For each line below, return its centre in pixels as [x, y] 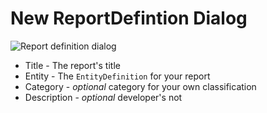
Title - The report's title [72, 65]
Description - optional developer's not [103, 97]
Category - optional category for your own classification [140, 86]
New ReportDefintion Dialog [129, 18]
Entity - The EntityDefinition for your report [117, 76]
